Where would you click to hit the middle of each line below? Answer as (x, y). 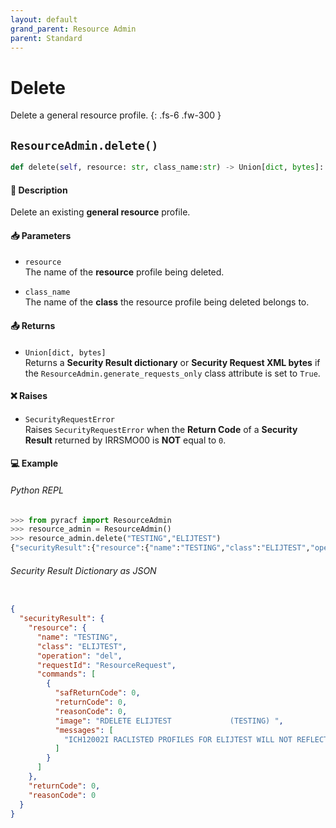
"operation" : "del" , (79, 656)
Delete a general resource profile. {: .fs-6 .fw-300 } (116, 115)
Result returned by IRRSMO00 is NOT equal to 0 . (125, 440)
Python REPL (37, 490)
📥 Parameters (41, 235)
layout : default (44, 19)
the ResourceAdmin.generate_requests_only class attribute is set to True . (172, 373)
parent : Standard (46, 38)
